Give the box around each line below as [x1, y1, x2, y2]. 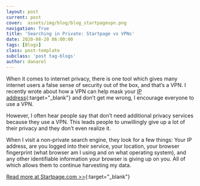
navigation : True [6, 25, 50, 32]
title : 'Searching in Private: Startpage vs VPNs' [6, 31, 135, 37]
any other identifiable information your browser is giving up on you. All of [6, 155, 186, 162]
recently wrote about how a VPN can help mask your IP [6, 88, 142, 95]
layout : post [6, 8, 39, 15]
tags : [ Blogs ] [6, 42, 42, 48]
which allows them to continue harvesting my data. [6, 162, 131, 169]
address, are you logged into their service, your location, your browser [6, 142, 180, 150]
